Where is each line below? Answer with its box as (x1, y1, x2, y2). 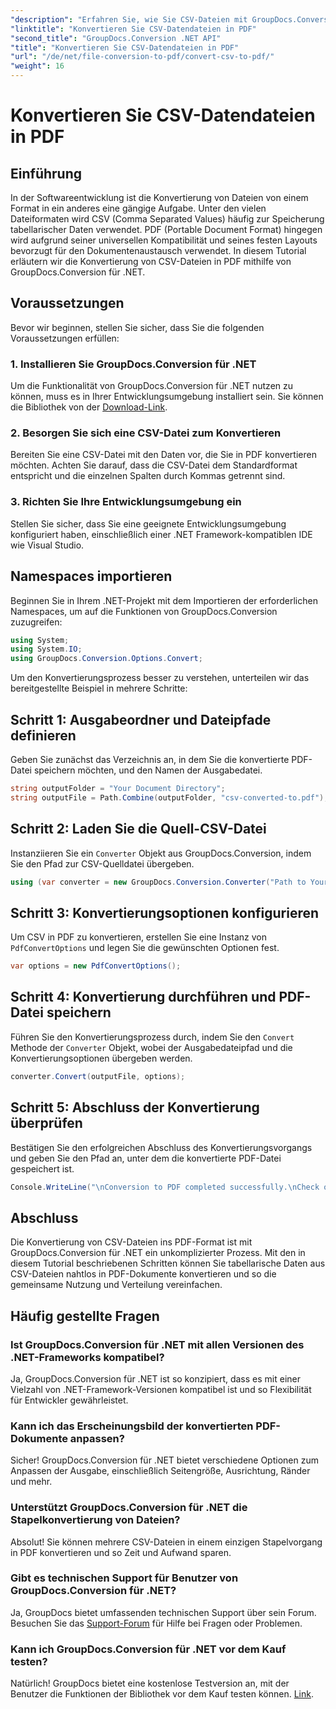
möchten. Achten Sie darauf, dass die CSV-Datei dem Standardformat (10, 459, 298, 471)
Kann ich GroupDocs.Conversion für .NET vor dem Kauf (10, 1642, 287, 1656)
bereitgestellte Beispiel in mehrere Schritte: (10, 682, 188, 695)
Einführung (10, 165, 82, 182)
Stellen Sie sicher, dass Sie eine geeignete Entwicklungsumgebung (10, 517, 287, 530)
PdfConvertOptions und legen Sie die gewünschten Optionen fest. (10, 942, 280, 954)
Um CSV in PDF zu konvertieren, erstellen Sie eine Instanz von (10, 931, 267, 943)
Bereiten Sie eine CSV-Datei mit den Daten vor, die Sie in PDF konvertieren (10, 449, 317, 461)
